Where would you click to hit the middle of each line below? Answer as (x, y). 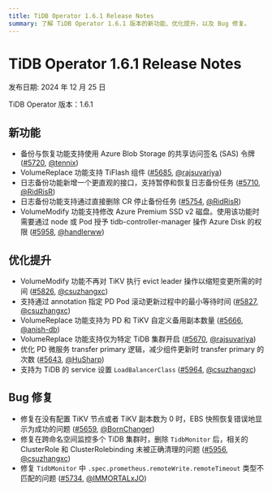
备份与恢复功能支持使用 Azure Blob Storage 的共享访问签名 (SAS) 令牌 (138, 154)
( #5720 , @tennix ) (49, 163)
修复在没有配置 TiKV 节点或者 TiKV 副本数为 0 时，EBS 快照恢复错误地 (138, 419)
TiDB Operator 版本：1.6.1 (51, 104)
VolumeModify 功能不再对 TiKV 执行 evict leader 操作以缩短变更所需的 (138, 281)
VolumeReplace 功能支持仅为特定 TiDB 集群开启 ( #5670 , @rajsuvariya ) (138, 339)
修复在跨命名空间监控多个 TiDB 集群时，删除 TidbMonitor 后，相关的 (134, 439)
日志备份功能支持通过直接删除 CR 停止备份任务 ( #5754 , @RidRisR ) (131, 202)
